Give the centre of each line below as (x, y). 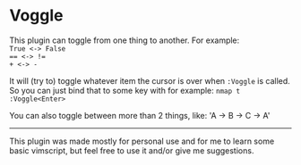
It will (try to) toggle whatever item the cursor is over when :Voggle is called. (150, 80)
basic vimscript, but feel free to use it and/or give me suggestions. (132, 150)
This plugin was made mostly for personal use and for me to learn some (142, 141)
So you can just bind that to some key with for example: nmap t (125, 90)
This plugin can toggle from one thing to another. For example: (125, 40)
